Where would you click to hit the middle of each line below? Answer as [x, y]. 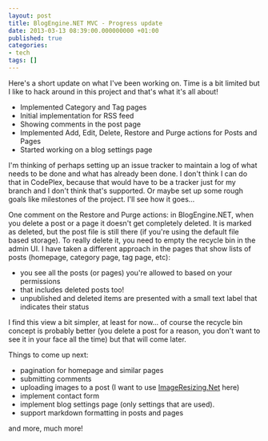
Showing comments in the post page [80, 124]
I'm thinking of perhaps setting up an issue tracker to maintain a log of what [133, 165]
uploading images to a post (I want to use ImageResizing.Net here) [130, 387]
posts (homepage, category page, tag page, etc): [89, 257]
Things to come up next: [48, 355]
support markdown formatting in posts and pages [102, 412]
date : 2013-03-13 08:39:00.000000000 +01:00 [84, 30]
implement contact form [60, 395]
